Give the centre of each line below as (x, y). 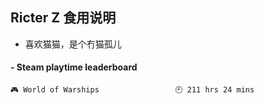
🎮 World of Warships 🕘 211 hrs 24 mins (132, 90)
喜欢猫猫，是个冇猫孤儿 (73, 44)
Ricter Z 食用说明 (63, 18)
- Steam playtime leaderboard (74, 67)
